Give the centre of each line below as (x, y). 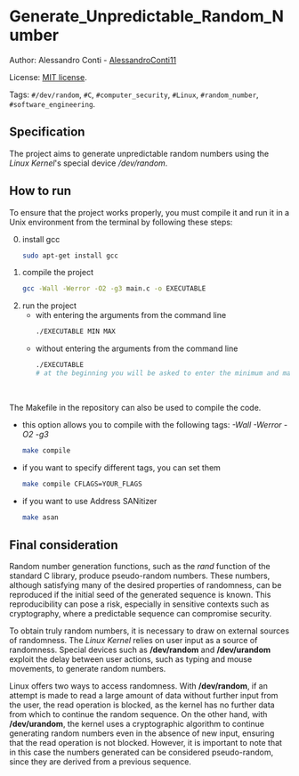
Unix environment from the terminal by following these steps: (121, 222)
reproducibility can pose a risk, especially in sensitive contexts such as (139, 604)
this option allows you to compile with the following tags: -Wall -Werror (152, 424)
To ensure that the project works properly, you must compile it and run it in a (149, 212)
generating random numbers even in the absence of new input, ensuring (142, 733)
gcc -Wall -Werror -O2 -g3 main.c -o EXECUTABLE (114, 289)
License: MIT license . (48, 77)
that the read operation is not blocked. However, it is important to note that (146, 743)
